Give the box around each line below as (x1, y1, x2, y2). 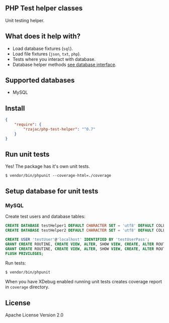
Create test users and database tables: (5, 214, 86, 220)
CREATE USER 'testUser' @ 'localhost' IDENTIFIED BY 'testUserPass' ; (5, 237, 150, 242)
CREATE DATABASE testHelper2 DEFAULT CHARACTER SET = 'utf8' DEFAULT (5, 228, 154, 233)
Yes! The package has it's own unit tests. (5, 163, 91, 169)
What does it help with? (5, 32, 81, 41)
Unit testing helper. (5, 17, 45, 23)
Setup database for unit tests (5, 186, 99, 196)
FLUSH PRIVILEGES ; (5, 251, 44, 256)
